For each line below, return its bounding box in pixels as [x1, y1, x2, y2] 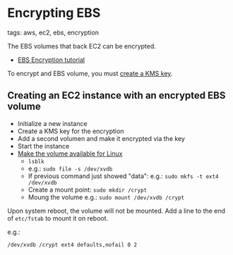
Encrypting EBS [7, 5, 101, 21]
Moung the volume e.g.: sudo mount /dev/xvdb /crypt [28, 192, 185, 201]
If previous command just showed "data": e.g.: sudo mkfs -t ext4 [28, 171, 219, 180]
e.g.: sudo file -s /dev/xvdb [28, 164, 113, 173]
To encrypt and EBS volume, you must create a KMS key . [7, 69, 173, 77]
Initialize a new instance [17, 119, 88, 127]
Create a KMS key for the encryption [17, 127, 124, 135]
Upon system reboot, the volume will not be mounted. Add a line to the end [7, 206, 226, 215]
